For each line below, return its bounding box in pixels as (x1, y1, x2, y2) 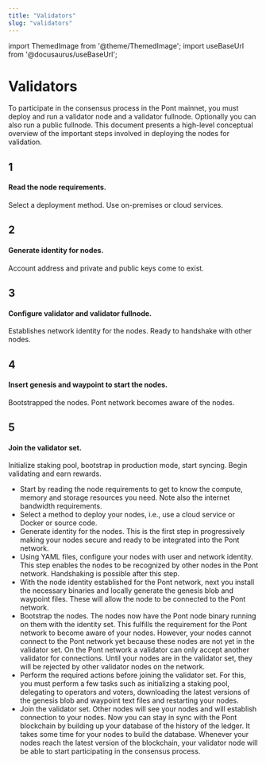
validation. (8, 137, 42, 147)
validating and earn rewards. (8, 469, 102, 478)
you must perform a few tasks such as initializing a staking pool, (19, 679, 230, 688)
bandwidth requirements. (19, 501, 102, 511)
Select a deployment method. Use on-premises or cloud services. (8, 201, 224, 210)
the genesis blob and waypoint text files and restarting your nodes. (19, 696, 240, 705)
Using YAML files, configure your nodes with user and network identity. (19, 552, 254, 562)
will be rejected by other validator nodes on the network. (19, 662, 205, 672)
